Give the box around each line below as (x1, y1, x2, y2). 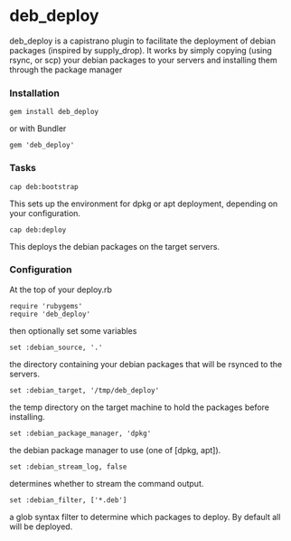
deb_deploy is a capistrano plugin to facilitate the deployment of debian (9, 35, 276, 46)
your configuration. (9, 207, 81, 218)
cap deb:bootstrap (9, 182, 79, 191)
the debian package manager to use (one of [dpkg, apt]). (9, 444, 221, 455)
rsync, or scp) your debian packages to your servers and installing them (9, 54, 277, 65)
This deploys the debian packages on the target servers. (9, 241, 220, 252)
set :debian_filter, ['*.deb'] (9, 495, 127, 505)
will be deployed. (9, 521, 73, 532)
